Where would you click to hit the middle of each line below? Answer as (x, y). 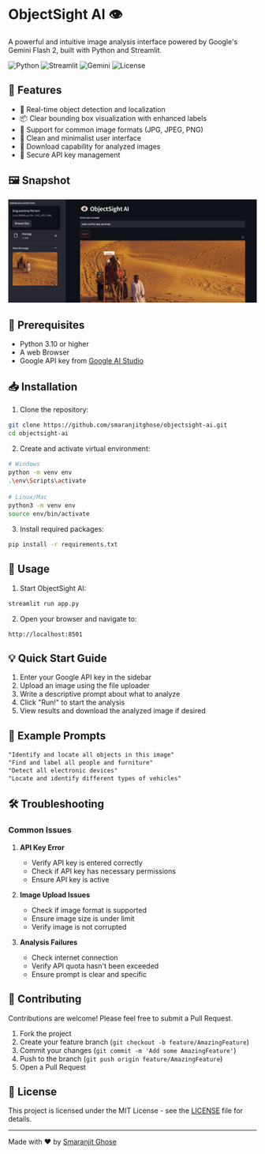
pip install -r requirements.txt (63, 544)
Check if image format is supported (89, 910)
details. (20, 1119)
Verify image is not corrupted (79, 927)
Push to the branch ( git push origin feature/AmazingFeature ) (121, 1058)
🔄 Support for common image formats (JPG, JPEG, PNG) (111, 130)
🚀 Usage (29, 569)
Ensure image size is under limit (83, 918)
